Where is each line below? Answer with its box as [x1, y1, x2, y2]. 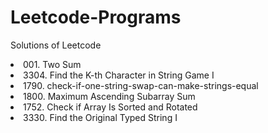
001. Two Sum [23, 58, 82, 70]
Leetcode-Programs [10, 6, 182, 29]
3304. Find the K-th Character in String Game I [23, 69, 215, 81]
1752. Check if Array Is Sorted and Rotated [23, 101, 198, 113]
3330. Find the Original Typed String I [23, 111, 178, 123]
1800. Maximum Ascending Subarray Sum [23, 90, 196, 102]
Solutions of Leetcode [10, 39, 102, 51]
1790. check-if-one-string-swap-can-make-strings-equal [23, 79, 259, 91]
